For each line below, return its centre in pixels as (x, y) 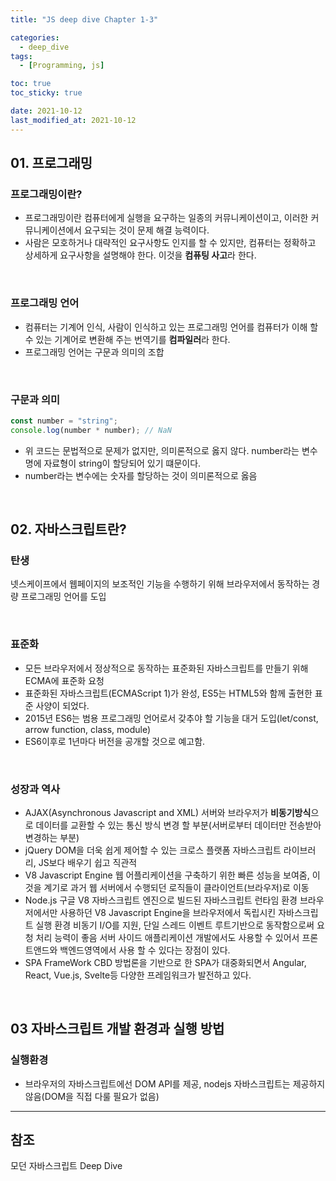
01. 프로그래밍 (51, 163)
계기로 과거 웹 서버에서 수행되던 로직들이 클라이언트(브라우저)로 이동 (176, 887)
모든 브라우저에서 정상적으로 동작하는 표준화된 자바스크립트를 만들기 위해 (166, 668)
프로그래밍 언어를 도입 (63, 597)
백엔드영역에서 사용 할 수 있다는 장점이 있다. (145, 950)
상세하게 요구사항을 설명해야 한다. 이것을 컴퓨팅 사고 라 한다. (140, 255)
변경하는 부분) (52, 837)
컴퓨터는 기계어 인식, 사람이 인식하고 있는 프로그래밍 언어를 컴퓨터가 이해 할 (171, 327)
